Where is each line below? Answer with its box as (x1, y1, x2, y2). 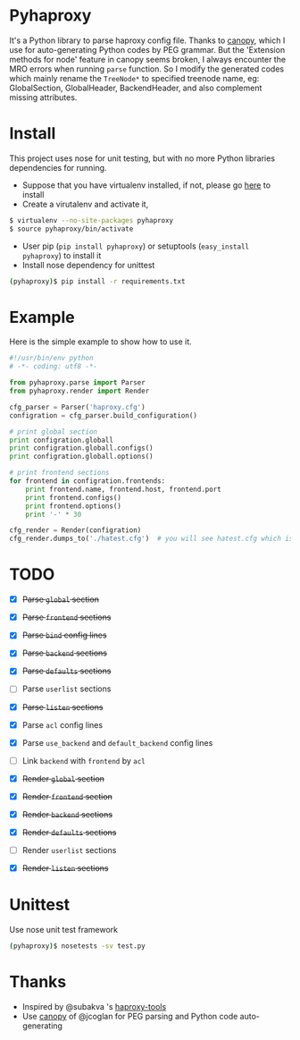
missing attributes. (9, 91, 78, 103)
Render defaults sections (21, 826, 117, 837)
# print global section (9, 427, 98, 436)
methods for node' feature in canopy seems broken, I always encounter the (9, 54, 287, 64)
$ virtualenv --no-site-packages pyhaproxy (9, 216, 174, 224)
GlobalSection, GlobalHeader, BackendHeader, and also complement (9, 82, 262, 93)
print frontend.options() (25, 502, 122, 511)
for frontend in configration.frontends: (9, 477, 166, 486)
